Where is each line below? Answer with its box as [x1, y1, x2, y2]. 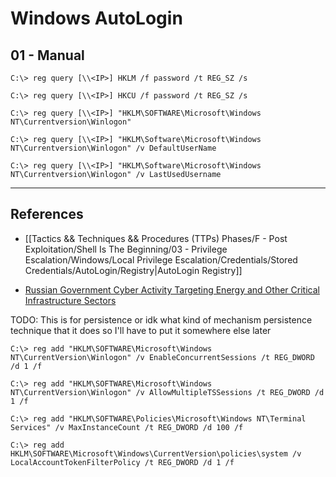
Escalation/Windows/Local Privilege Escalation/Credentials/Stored [24, 253, 298, 266]
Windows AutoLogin [10, 7, 183, 30]
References [10, 206, 84, 223]
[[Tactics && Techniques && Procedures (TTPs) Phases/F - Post [24, 232, 288, 244]
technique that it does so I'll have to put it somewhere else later [10, 324, 272, 336]
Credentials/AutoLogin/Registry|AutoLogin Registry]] [24, 264, 243, 276]
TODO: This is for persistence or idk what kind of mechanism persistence [10, 313, 313, 326]
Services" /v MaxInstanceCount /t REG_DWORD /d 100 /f [10, 422, 244, 432]
